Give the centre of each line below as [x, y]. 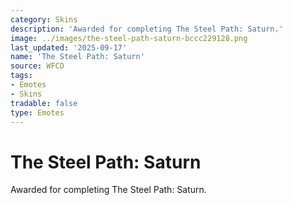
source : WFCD [37, 66]
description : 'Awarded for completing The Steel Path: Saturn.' [147, 29]
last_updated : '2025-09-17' [69, 47]
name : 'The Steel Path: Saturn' [77, 57]
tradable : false [44, 103]
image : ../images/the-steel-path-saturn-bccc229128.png [129, 38]
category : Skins [44, 19]
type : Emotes [37, 112]
